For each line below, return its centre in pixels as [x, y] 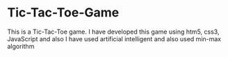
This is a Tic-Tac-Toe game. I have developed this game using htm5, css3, [113, 32]
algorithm [21, 46]
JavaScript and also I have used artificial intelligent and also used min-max [114, 38]
